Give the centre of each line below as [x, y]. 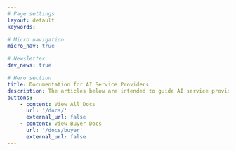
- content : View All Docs [58, 104]
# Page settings [31, 14]
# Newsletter [26, 59]
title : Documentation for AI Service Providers [78, 84]
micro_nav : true [31, 46]
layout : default [31, 20]
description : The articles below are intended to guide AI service [108, 91]
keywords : [22, 27]
